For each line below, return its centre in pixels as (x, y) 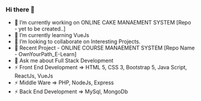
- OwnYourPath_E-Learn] (45, 54)
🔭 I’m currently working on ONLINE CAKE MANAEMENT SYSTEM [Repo (103, 23)
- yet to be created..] (40, 29)
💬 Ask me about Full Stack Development (64, 61)
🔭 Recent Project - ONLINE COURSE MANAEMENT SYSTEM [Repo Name (104, 48)
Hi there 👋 (20, 10)
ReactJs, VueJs (34, 76)
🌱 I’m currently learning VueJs (52, 35)
